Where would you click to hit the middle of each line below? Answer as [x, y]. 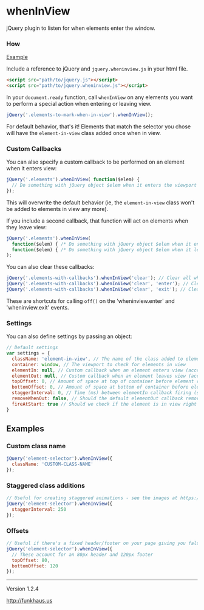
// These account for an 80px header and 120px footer [83, 555]
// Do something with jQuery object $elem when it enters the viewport [104, 185]
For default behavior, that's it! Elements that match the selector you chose [99, 127]
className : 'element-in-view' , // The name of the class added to [97, 359]
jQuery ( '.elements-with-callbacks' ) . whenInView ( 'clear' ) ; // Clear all [99, 278]
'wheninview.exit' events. [38, 307]
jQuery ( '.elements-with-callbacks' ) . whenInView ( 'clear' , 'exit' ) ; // [96, 289]
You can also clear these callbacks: [50, 267]
